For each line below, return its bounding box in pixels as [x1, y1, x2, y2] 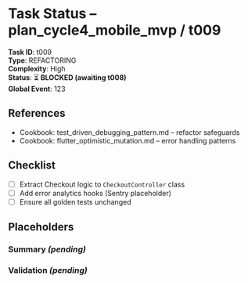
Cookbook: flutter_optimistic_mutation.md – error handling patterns [19, 136, 236, 145]
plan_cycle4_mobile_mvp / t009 [8, 21, 221, 39]
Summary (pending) [8, 244, 86, 255]
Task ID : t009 [8, 47, 52, 56]
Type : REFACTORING [8, 56, 77, 65]
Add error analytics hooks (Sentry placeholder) [19, 188, 172, 198]
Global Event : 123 [8, 84, 66, 93]
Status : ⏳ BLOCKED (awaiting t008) [8, 72, 127, 82]
